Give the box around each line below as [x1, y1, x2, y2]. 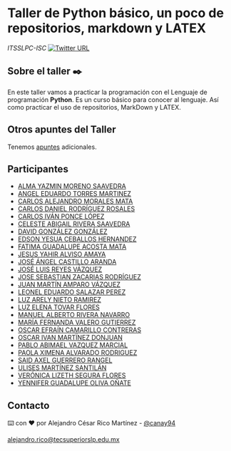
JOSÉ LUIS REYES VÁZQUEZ [17, 265, 103, 274]
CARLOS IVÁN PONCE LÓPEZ [17, 212, 105, 221]
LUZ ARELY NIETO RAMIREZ [17, 296, 102, 304]
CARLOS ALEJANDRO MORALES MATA [17, 197, 133, 206]
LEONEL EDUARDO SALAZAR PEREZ [17, 288, 126, 296]
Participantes [7, 162, 69, 175]
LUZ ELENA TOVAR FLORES [17, 303, 100, 311]
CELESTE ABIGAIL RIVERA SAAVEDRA [17, 219, 130, 229]
